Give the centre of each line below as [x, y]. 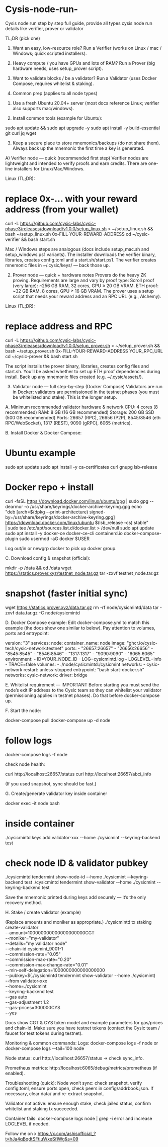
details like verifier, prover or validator [45, 28]
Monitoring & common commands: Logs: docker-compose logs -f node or [82, 1043]
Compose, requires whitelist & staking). [53, 83]
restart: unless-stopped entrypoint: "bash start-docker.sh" [84, 669]
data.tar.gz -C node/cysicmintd [48, 612]
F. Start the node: [23, 711]
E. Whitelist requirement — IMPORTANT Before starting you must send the [82, 684]
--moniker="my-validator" [32, 938]
